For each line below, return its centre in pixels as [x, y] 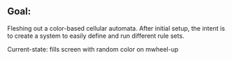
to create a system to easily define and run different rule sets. [96, 36]
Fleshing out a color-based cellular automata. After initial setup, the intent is [116, 28]
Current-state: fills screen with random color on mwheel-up [93, 49]
